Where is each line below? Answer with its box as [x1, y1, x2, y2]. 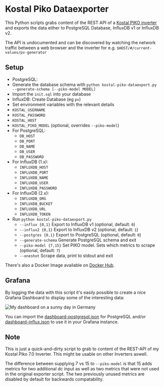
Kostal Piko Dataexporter [5, 3, 109, 15]
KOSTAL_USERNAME [12, 107, 46, 112]
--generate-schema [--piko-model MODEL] [12, 87, 96, 92]
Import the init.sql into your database [12, 91, 91, 97]
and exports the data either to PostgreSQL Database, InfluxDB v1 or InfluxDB [5, 25, 159, 30]
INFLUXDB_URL [19, 206, 47, 211]
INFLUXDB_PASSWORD [19, 185, 57, 191]
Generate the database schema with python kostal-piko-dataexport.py [12, 81, 157, 87]
